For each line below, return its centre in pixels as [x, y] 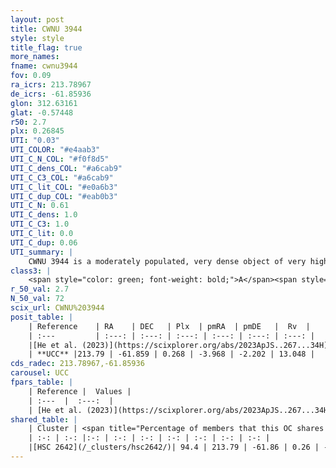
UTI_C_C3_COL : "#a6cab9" [62, 177]
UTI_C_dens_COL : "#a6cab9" [66, 168]
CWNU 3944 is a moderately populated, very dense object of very [167, 261]
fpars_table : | [42, 382]
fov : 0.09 [31, 76]
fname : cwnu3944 [44, 66]
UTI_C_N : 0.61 [40, 206]
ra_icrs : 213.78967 [51, 85]
